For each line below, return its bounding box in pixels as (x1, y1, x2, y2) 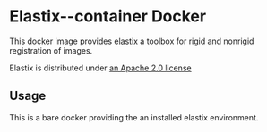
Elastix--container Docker (9, 6, 207, 27)
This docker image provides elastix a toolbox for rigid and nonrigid (9, 36, 254, 46)
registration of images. (9, 45, 93, 55)
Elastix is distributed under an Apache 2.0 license (9, 62, 192, 73)
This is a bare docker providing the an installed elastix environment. (9, 111, 259, 122)
